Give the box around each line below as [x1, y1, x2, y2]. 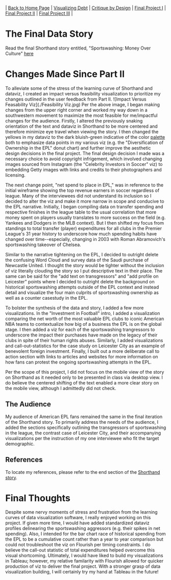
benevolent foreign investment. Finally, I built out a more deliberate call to [5, 348, 160, 354]
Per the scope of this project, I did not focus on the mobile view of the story [5, 369, 164, 375]
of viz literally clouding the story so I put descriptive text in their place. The [5, 268, 163, 274]
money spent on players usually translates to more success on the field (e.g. [5, 214, 166, 221]
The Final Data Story [5, 28, 93, 40]
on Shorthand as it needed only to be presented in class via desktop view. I [5, 374, 163, 380]
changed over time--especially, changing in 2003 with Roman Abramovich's [5, 236, 166, 242]
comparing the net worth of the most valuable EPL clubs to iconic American [5, 316, 164, 322]
